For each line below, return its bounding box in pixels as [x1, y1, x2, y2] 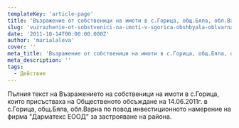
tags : [7, 63, 23, 70]
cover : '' [7, 43, 37, 50]
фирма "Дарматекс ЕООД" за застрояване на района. [7, 112, 172, 121]
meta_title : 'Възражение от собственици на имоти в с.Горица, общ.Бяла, [7, 50, 228, 58]
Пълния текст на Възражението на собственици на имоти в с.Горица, [7, 90, 219, 98]
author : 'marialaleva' [7, 37, 75, 44]
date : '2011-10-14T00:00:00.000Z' [7, 30, 110, 38]
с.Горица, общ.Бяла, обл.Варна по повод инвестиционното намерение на [7, 105, 231, 113]
